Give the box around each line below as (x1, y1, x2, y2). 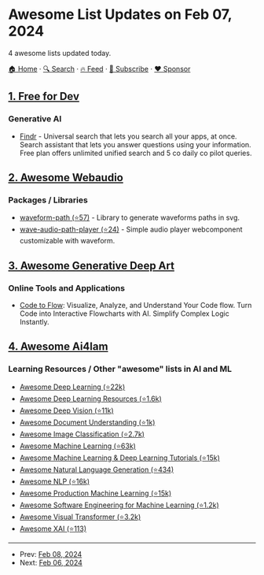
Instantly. (19, 317, 49, 326)
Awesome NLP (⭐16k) (19, 477, 90, 486)
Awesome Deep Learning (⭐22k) (19, 382, 126, 391)
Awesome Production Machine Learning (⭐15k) (19, 488, 172, 498)
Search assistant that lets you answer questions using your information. (19, 139, 251, 149)
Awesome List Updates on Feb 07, (8, 6, 233, 24)
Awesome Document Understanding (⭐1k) (19, 417, 156, 427)
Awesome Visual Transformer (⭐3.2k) (19, 512, 141, 521)
